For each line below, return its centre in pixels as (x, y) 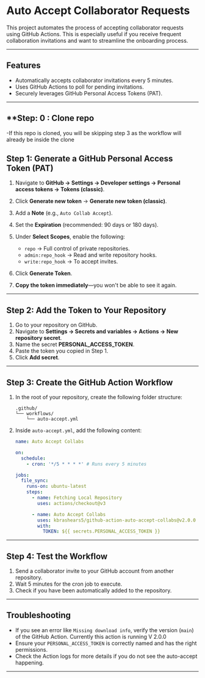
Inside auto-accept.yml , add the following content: (78, 430)
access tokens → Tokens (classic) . (60, 190)
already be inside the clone (40, 139)
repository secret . (38, 338)
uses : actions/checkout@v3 (72, 503)
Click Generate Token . (44, 273)
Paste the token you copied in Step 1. (62, 351)
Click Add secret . (37, 358)
